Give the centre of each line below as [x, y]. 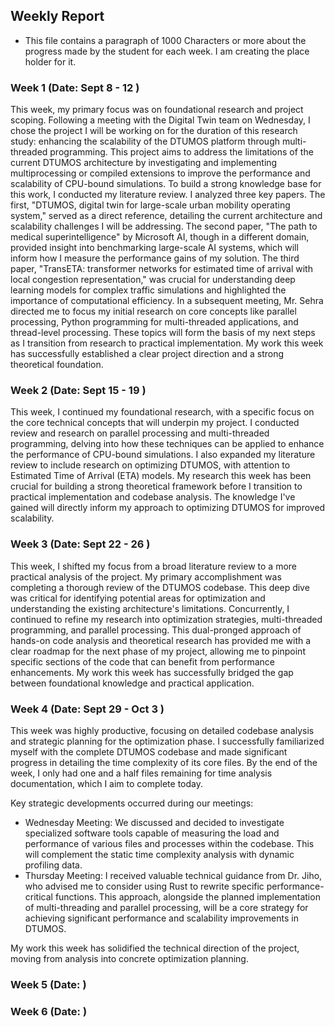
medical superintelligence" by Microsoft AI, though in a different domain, [160, 237]
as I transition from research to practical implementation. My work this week [167, 343]
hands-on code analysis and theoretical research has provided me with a [161, 640]
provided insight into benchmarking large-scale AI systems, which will [154, 248]
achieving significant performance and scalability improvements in [161, 918]
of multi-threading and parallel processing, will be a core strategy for [166, 907]
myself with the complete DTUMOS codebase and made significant [149, 752]
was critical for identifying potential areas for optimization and [138, 598]
